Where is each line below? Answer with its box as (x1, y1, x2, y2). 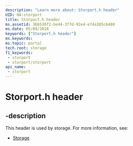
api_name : (5, 64, 26, 69)
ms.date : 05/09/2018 (5, 27, 49, 32)
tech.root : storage (5, 45, 47, 51)
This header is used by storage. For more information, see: (5, 125, 128, 131)
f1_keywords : (5, 50, 33, 55)
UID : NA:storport (5, 12, 42, 17)
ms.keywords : (5, 36, 33, 41)
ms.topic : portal (5, 41, 42, 46)
